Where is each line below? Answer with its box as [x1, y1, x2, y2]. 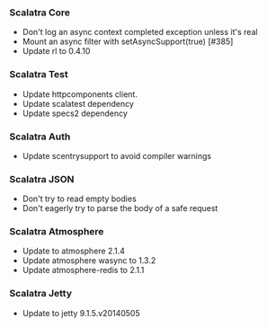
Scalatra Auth [9, 130, 71, 143]
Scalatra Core [9, 6, 70, 19]
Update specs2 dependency [22, 108, 129, 119]
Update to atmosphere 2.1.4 [22, 245, 126, 257]
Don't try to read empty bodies [22, 193, 137, 204]
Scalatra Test [9, 68, 69, 81]
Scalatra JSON [9, 172, 75, 185]
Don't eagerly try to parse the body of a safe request [22, 203, 218, 214]
